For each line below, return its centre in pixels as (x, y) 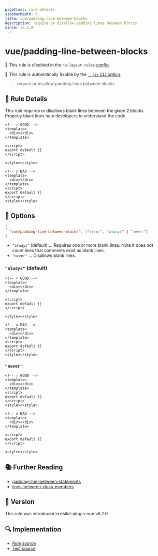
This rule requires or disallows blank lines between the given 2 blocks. (75, 111)
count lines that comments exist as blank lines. (58, 251)
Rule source (24, 543)
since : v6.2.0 (19, 28)
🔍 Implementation (33, 529)
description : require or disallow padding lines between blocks (71, 23)
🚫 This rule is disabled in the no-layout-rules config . (57, 65)
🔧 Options (20, 216)
